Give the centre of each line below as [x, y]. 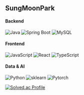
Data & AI [15, 66]
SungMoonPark [30, 8]
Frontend [15, 44]
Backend [14, 21]
